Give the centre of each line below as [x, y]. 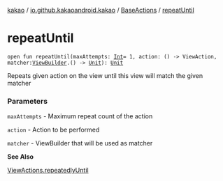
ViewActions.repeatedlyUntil [48, 171]
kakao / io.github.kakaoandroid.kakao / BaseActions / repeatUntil [101, 10]
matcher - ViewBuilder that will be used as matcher [80, 143]
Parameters [27, 101]
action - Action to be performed [53, 130]
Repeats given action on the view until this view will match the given [105, 75]
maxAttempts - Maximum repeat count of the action [80, 116]
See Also [20, 157]
